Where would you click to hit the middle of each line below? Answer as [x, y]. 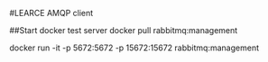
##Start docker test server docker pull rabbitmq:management [124, 30]
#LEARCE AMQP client [51, 13]
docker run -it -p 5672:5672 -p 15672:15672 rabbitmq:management [134, 48]
